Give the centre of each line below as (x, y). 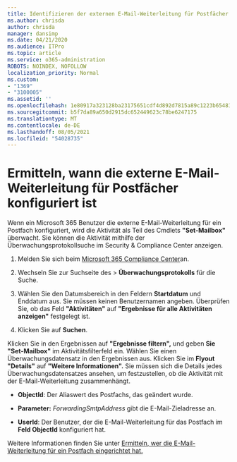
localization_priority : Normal (53, 73)
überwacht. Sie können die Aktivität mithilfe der (76, 238)
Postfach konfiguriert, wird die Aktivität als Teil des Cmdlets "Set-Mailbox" (116, 231)
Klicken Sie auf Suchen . (53, 330)
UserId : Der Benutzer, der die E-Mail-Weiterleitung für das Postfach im (120, 422)
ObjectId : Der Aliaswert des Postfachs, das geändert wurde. (105, 395)
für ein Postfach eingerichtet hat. (95, 451)
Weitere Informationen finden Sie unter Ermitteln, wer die (90, 443)
